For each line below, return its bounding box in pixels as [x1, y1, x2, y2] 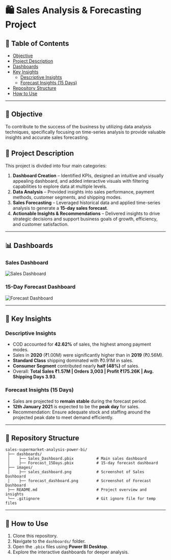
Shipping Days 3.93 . [12, 374, 57, 380]
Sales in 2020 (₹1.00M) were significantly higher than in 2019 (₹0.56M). [12, 352, 164, 358]
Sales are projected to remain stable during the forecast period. [12, 398, 147, 404]
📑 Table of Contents [5, 39, 69, 48]
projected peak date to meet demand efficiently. [12, 414, 113, 421]
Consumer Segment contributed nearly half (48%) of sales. [12, 363, 140, 369]
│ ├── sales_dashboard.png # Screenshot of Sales [7, 469, 145, 474]
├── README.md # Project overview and [7, 487, 147, 492]
